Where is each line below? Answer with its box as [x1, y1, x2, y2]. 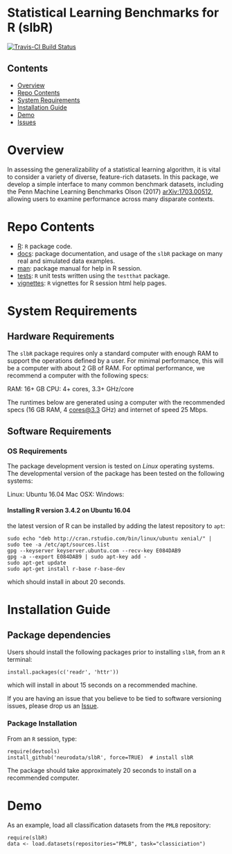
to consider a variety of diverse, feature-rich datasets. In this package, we [7, 172, 219, 181]
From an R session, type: [7, 734, 78, 743]
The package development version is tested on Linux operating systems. [7, 462, 215, 470]
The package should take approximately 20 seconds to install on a [7, 766, 197, 774]
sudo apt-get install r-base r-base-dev [7, 565, 126, 572]
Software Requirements [7, 425, 112, 438]
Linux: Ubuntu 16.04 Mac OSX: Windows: [7, 490, 125, 499]
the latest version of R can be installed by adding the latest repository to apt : [7, 522, 225, 530]
